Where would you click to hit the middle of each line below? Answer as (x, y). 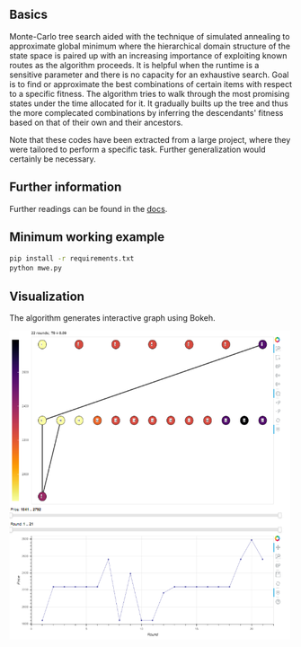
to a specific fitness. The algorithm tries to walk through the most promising (150, 93)
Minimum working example (87, 237)
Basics (28, 15)
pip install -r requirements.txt (72, 259)
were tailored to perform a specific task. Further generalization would (138, 149)
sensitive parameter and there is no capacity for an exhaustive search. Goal (149, 75)
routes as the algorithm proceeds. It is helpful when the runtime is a (134, 65)
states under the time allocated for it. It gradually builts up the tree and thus (149, 103)
